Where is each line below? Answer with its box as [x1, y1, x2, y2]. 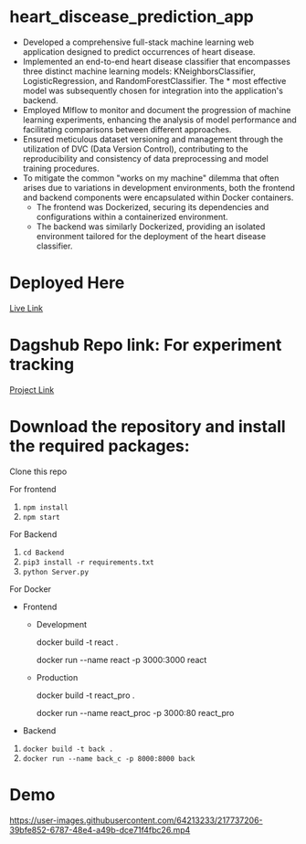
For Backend [9, 528, 58, 540]
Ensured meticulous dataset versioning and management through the [22, 133, 283, 144]
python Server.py [22, 567, 90, 576]
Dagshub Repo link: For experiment [9, 335, 282, 355]
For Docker [9, 583, 52, 595]
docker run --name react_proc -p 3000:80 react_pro [36, 707, 235, 718]
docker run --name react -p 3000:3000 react [36, 654, 207, 665]
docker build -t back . [22, 744, 114, 754]
